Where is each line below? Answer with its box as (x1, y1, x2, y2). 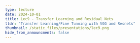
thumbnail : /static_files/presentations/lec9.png (5, 26, 109, 31)
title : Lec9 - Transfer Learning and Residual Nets (5, 16, 113, 21)
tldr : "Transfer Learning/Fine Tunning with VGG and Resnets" (5, 21, 136, 26)
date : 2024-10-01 (5, 12, 41, 17)
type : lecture (5, 7, 35, 12)
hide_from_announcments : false (5, 30, 70, 35)
